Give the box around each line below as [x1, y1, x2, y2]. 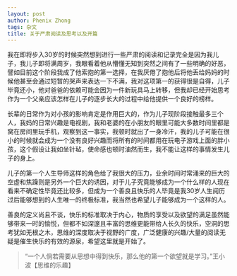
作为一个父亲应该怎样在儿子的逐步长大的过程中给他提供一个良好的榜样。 [7, 95, 217, 103]
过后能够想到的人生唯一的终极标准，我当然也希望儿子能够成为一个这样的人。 [7, 195, 230, 204]
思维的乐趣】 [37, 261, 75, 270]
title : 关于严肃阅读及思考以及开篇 [7, 30, 98, 38]
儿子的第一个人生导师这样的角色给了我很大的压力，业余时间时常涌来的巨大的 [7, 169, 230, 178]
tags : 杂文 [7, 23, 37, 30]
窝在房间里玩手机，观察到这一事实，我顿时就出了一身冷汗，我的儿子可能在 [7, 127, 224, 136]
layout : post [7, 10, 46, 18]
